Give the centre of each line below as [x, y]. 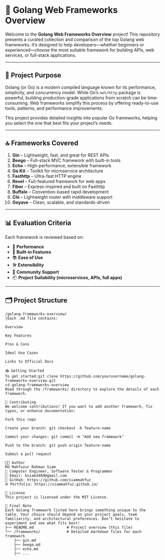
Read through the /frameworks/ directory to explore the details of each [82, 389]
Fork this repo [21, 420]
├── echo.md [26, 549]
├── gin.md [25, 541]
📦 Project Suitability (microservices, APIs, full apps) [67, 278]
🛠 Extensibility [28, 265]
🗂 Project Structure [36, 300]
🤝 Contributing [21, 402]
